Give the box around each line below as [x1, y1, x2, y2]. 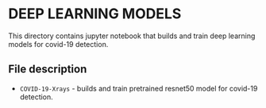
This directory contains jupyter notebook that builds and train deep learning [8, 31, 256, 40]
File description [8, 63, 87, 76]
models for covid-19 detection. [8, 39, 109, 48]
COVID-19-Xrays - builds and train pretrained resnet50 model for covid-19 [19, 83, 258, 93]
